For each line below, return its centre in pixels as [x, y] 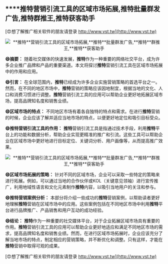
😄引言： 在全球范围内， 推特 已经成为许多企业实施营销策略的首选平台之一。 [82, 82]
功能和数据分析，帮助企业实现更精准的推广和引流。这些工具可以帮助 [88, 134]
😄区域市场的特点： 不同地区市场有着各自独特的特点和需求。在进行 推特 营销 [82, 111]
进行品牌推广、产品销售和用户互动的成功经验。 [57, 210]
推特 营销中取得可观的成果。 [34, 245]
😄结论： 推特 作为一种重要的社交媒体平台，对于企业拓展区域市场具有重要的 [82, 220]
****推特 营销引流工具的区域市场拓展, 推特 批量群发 [82, 9]
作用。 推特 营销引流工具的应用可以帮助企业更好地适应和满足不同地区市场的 [82, 227]
